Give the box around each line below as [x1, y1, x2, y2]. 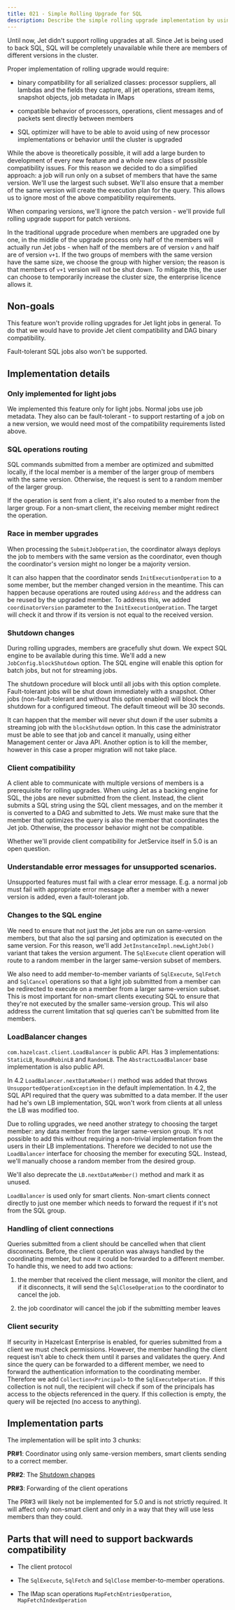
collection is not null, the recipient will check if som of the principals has [7, 1382, 215, 1391]
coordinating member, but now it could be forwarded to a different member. [7, 1255, 225, 1263]
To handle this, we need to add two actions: [7, 1262, 133, 1271]
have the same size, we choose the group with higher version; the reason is [7, 257, 225, 266]
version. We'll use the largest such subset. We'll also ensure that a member [7, 178, 224, 186]
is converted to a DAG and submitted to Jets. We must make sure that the [7, 809, 219, 817]
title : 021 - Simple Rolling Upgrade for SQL [7, 10, 142, 18]
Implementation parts [7, 1417, 104, 1430]
